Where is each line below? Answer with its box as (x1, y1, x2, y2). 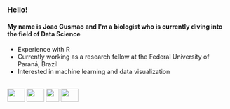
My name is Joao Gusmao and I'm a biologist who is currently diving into (7, 22, 223, 31)
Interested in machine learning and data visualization (17, 68, 170, 76)
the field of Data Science (7, 29, 81, 38)
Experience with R (17, 45, 70, 54)
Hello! (7, 5, 28, 15)
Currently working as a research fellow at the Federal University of (17, 52, 210, 61)
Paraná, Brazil (17, 60, 58, 68)
